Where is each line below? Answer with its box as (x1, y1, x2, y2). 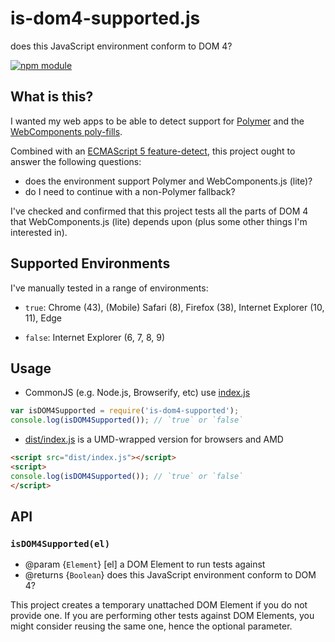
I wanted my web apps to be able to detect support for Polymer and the (10, 115, 305, 127)
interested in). (10, 226, 68, 238)
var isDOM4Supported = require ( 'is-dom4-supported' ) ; (10, 406, 240, 416)
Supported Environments (10, 255, 171, 272)
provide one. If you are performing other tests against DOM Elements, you (10, 610, 315, 622)
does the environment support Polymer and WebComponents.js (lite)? (24, 175, 313, 187)
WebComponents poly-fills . (10, 125, 123, 137)
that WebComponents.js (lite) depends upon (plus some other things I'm (10, 215, 308, 227)
